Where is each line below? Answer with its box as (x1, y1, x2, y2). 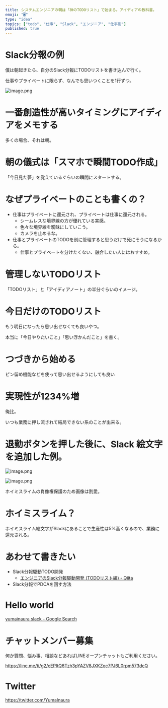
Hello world (5, 599, 54, 611)
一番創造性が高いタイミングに (5, 107, 129, 118)
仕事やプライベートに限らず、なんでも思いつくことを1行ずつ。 (5, 78, 134, 84)
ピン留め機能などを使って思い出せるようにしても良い (5, 371, 115, 377)
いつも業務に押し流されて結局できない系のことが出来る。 (5, 419, 124, 425)
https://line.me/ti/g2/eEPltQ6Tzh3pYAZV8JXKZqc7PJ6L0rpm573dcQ (5, 663, 148, 669)
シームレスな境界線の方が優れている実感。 (20, 218, 108, 224)
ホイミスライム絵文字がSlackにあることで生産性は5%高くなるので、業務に (5, 525, 160, 531)
